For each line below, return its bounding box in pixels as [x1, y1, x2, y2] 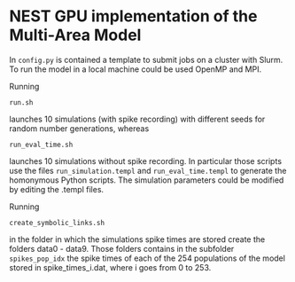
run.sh [9, 98, 34, 107]
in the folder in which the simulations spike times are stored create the [9, 233, 266, 245]
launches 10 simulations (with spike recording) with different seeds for [9, 114, 266, 124]
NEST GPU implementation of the [9, 6, 258, 27]
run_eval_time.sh [9, 140, 74, 149]
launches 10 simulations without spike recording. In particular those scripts [9, 155, 282, 166]
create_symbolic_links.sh [9, 218, 105, 227]
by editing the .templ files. [9, 184, 105, 194]
